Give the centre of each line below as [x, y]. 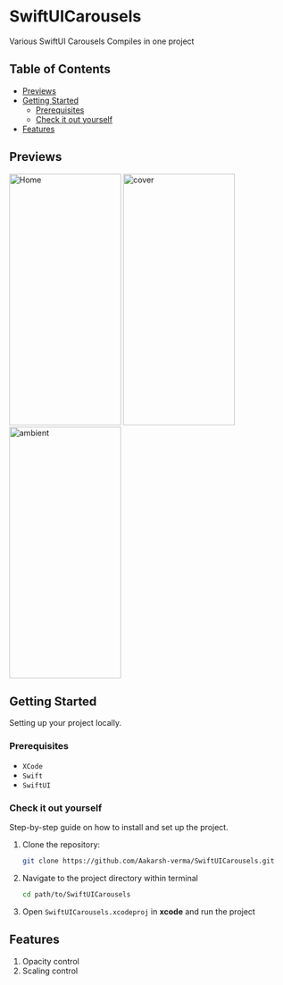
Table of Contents [60, 69]
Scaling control [50, 971]
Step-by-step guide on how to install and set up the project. [119, 827]
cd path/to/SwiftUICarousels [76, 894]
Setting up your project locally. [66, 723]
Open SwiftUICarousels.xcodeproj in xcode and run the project [139, 911]
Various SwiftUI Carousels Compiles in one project [102, 41]
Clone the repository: [61, 844]
